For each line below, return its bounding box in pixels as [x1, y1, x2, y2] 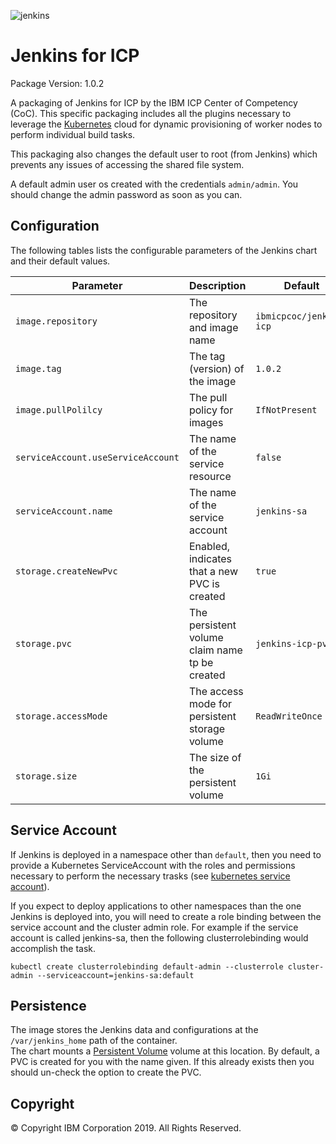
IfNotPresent [255, 404, 318, 415]
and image [188, 320, 239, 334]
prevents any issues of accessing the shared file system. [10, 158, 245, 170]
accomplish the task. [10, 942, 97, 954]
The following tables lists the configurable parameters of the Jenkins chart [10, 244, 318, 256]
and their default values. [10, 255, 111, 267]
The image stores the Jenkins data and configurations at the [10, 1024, 259, 1036]
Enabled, [188, 539, 231, 553]
